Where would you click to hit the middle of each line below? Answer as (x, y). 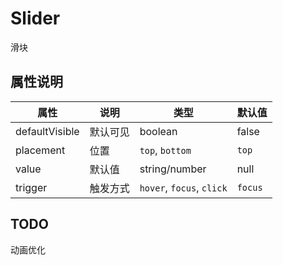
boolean (158, 131)
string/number (173, 169)
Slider (35, 18)
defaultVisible (47, 131)
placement (40, 150)
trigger (31, 187)
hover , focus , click (183, 187)
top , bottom (165, 150)
